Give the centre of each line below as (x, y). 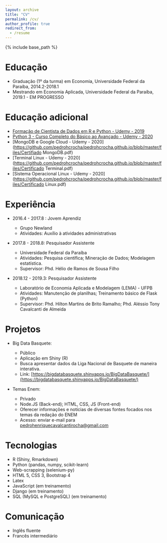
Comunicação (35, 516)
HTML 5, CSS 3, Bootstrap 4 (41, 475)
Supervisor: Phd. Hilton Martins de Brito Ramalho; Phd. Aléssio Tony (90, 304)
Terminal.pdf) (59, 168)
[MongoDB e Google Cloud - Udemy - (51, 142)
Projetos (23, 329)
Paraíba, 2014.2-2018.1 (35, 86)
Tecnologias (31, 445)
